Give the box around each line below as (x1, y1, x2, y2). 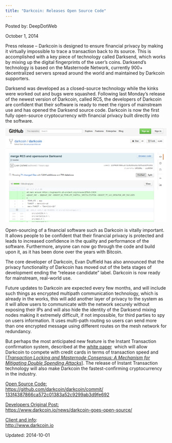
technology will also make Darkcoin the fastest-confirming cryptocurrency (5, 365, 162, 371)
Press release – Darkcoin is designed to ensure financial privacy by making (5, 42, 163, 49)
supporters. (5, 75, 30, 81)
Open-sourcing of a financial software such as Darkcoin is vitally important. (5, 227, 165, 234)
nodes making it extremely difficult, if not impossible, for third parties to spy (5, 312, 165, 318)
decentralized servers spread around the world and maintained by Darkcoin (5, 69, 165, 76)
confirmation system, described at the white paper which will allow (5, 344, 147, 350)
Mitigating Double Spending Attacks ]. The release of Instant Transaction (5, 360, 158, 366)
